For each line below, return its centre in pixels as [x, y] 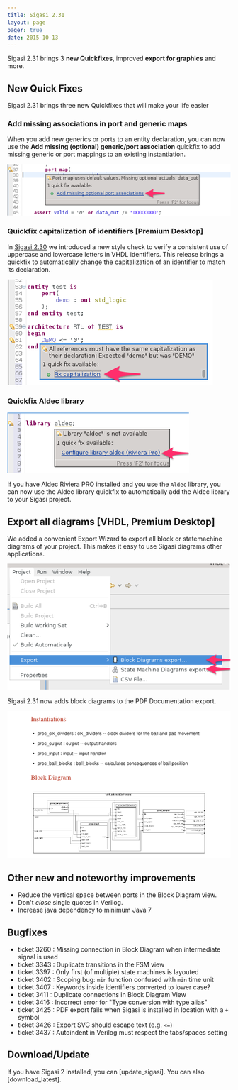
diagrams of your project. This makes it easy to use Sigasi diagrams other [115, 546]
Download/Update [49, 1055]
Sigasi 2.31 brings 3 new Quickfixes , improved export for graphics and [112, 59]
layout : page [27, 22]
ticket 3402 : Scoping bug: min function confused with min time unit [116, 979]
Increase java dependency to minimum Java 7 [85, 910]
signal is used [38, 957]
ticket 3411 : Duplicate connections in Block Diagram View [102, 994]
